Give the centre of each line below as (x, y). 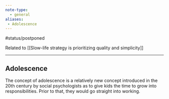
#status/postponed (25, 38)
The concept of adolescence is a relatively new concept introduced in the (81, 80)
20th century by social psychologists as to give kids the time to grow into (81, 86)
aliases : (14, 19)
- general (20, 15)
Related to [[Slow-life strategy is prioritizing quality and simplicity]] (74, 48)
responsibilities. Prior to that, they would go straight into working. (73, 91)
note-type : (17, 10)
